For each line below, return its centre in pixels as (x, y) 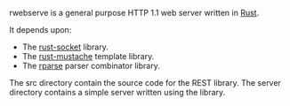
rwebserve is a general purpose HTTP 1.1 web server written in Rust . (134, 13)
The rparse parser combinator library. (91, 66)
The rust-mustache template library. (88, 56)
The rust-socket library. (65, 47)
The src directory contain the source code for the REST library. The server (145, 83)
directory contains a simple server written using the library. (117, 92)
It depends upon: (40, 30)
